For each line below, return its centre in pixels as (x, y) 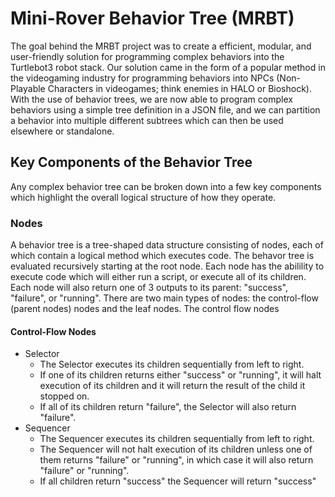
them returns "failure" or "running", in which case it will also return (176, 460)
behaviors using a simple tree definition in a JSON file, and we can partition (165, 109)
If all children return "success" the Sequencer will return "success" (178, 481)
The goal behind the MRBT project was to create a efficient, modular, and (161, 46)
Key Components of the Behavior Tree (131, 162)
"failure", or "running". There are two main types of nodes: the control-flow (164, 298)
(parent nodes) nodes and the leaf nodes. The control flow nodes (145, 309)
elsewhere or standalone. (62, 131)
